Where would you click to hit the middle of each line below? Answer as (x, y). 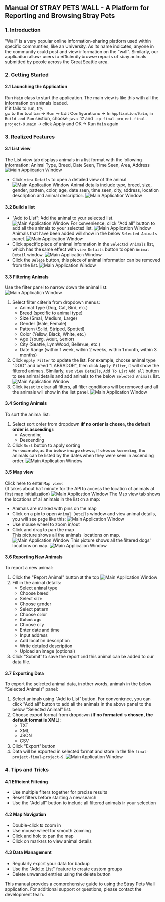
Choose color (33, 614)
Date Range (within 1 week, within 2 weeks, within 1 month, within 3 (88, 350)
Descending (32, 440)
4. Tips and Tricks (27, 770)
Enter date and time (40, 630)
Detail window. (28, 255)
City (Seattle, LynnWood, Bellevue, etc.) (60, 344)
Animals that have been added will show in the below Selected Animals (84, 234)
